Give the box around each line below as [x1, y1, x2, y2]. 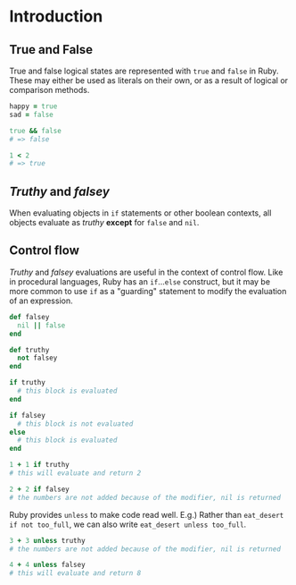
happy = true [9, 102, 58, 111]
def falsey [9, 312, 50, 321]
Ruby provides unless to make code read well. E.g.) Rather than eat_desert [9, 509, 284, 520]
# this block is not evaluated [17, 419, 134, 428]
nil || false [17, 320, 66, 330]
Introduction [9, 6, 103, 27]
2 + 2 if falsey [9, 485, 70, 494]
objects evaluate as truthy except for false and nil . [9, 217, 200, 228]
